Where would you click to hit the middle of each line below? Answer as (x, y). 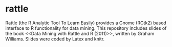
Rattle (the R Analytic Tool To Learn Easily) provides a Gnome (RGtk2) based (86, 23)
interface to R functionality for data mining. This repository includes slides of (86, 28)
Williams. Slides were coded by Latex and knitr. (55, 39)
